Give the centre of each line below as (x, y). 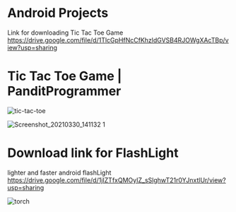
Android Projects (58, 13)
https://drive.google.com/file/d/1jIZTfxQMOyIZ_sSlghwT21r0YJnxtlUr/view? (117, 180)
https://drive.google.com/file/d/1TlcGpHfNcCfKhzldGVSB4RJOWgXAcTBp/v (118, 40)
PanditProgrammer (64, 92)
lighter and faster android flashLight (59, 172)
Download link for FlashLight (93, 153)
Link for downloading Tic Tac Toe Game (65, 33)
